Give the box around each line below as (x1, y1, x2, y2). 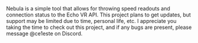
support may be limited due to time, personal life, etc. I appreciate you (6, 18, 177, 24)
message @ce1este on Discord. (6, 30, 83, 37)
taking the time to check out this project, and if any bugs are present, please (6, 24, 192, 31)
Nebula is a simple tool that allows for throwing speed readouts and (6, 5, 170, 12)
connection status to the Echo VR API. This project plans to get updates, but (6, 11, 191, 18)
